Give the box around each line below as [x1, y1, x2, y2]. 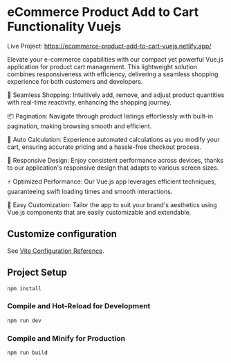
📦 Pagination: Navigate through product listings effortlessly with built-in [7, 112, 213, 120]
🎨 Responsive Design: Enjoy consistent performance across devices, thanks [7, 156, 223, 164]
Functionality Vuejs [7, 19, 122, 35]
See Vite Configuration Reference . [7, 247, 105, 255]
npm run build [7, 349, 48, 356]
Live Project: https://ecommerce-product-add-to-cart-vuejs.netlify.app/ [7, 42, 212, 50]
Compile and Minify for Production [7, 333, 126, 343]
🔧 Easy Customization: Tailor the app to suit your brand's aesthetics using [7, 200, 217, 209]
